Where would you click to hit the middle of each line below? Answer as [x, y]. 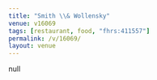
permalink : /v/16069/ [45, 38]
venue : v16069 [32, 23]
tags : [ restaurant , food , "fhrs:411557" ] [79, 31]
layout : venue [32, 46]
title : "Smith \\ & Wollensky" [59, 16]
